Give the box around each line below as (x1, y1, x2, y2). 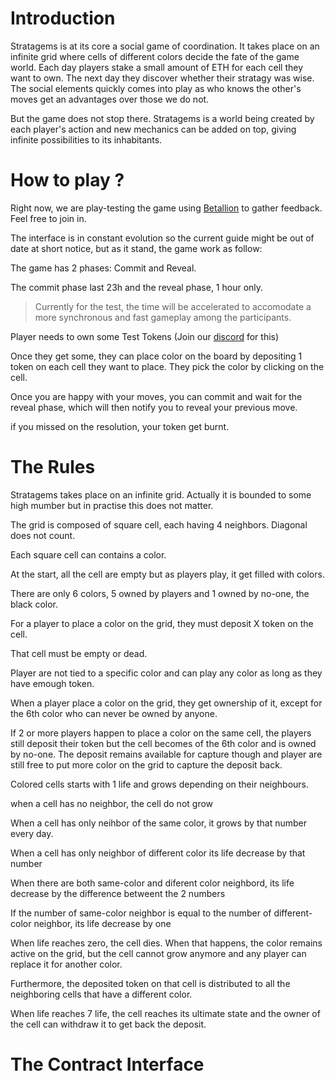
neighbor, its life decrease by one (33, 917, 172, 929)
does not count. (10, 529, 76, 541)
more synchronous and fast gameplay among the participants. (34, 311, 292, 323)
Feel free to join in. (10, 212, 87, 224)
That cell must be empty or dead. (10, 647, 148, 659)
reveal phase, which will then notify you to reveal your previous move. (10, 401, 298, 413)
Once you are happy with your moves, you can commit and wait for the (10, 390, 303, 402)
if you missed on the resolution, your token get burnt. (10, 420, 230, 432)
